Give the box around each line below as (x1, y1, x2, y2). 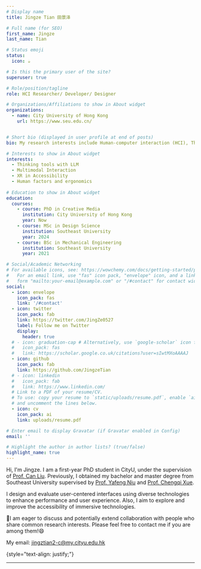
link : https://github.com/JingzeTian (17, 367, 111, 373)
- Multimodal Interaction (11, 167, 77, 173)
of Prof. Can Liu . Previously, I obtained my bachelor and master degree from (6, 473, 194, 479)
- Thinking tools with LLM (11, 162, 79, 168)
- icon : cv (11, 406, 39, 412)
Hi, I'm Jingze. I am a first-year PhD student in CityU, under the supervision (6, 466, 192, 473)
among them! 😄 (6, 527, 45, 534)
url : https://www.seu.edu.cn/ (17, 118, 93, 124)
